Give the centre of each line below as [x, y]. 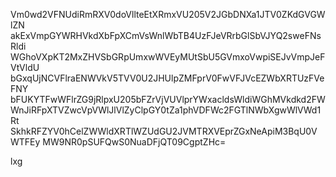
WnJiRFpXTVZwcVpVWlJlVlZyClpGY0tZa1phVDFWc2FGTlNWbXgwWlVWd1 [166, 110]
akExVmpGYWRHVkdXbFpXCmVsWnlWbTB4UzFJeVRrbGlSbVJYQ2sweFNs [166, 35]
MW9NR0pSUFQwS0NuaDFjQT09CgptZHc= [134, 142]
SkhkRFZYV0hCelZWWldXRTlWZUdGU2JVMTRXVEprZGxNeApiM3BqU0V [164, 131]
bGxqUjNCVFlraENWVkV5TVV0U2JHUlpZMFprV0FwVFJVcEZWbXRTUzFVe [167, 78]
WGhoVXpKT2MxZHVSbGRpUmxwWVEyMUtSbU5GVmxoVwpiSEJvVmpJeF [168, 57]
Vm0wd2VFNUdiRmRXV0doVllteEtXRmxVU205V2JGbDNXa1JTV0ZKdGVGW [168, 14]
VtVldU [25, 67]
